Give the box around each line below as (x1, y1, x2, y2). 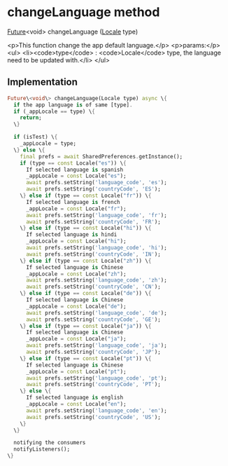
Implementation (7, 76, 78, 88)
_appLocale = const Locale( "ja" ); (25, 336, 127, 343)
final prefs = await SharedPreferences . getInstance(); (20, 153, 183, 160)
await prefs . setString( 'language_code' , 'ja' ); (25, 342, 168, 349)
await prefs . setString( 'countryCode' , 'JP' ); (25, 348, 161, 355)
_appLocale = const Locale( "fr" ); (25, 205, 127, 212)
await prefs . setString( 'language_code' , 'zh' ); (25, 277, 168, 284)
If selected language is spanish (25, 166, 124, 173)
